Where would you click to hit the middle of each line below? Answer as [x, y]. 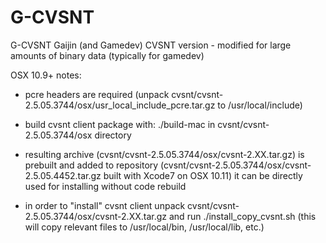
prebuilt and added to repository [91, 165]
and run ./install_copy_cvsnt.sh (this [242, 216]
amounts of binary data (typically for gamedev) [107, 55]
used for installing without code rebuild [105, 186]
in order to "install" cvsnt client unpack [105, 205]
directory [113, 135]
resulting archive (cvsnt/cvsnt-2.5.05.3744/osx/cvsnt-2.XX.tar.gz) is [164, 154]
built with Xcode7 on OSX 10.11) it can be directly [203, 175]
